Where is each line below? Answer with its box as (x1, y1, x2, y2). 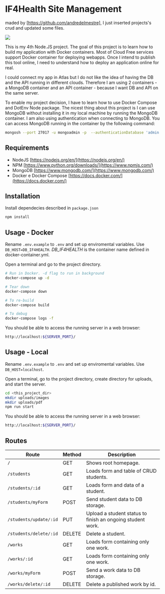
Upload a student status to (85, 510, 147, 517)
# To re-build (5, 298, 34, 303)
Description (108, 451, 136, 458)
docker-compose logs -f (5, 316, 54, 321)
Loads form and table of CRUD (85, 467, 157, 474)
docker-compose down (5, 289, 48, 294)
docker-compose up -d (5, 276, 50, 280)
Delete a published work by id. (85, 581, 156, 588)
